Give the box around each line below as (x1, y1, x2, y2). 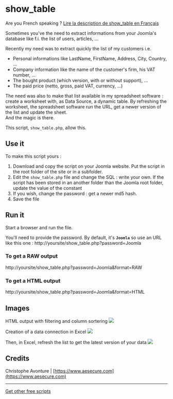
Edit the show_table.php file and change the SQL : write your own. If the (12, 174, 164, 180)
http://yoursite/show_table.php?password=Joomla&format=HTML (5, 289, 145, 295)
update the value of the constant (12, 185, 82, 191)
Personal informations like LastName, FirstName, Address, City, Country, (12, 55, 167, 62)
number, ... (12, 71, 36, 78)
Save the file (12, 196, 40, 202)
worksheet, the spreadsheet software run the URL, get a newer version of (5, 103, 162, 110)
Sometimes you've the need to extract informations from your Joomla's (5, 30, 157, 36)
